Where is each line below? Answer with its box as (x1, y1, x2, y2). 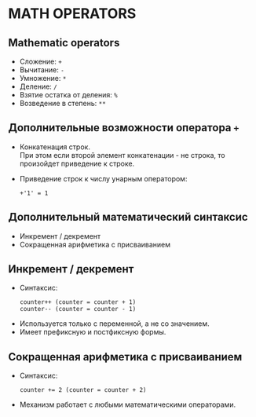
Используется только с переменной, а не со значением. (19, 319, 210, 328)
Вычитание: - (19, 65, 64, 75)
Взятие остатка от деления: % (19, 90, 118, 99)
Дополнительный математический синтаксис (8, 210, 249, 224)
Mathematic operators (8, 36, 120, 49)
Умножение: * (19, 74, 67, 82)
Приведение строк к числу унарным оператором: (19, 174, 188, 183)
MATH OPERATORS (8, 5, 137, 23)
